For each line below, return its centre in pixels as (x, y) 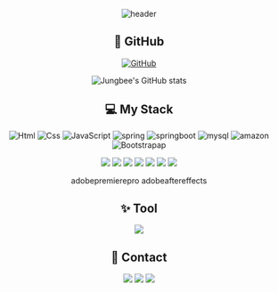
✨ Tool (139, 209)
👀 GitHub (139, 41)
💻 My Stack (139, 110)
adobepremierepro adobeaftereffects (139, 180)
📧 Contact (139, 257)
